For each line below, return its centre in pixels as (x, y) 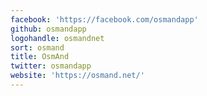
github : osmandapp (48, 29)
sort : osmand (37, 47)
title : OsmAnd (40, 57)
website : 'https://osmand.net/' (77, 76)
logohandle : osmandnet (57, 38)
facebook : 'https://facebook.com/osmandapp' (104, 19)
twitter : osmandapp (51, 66)
